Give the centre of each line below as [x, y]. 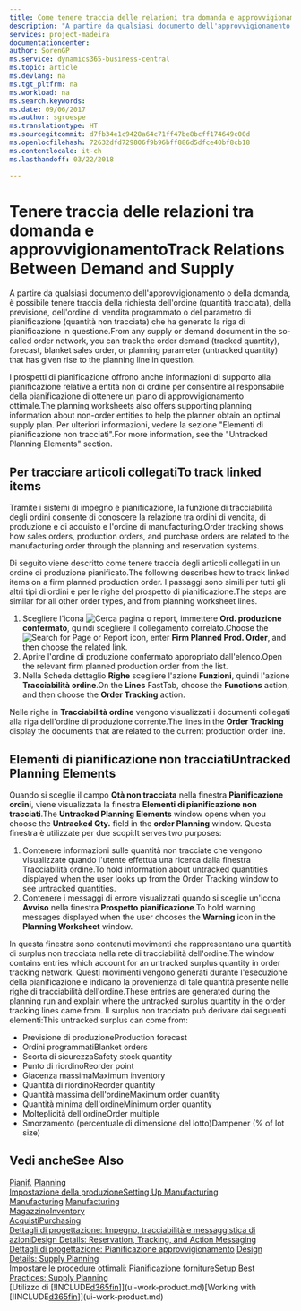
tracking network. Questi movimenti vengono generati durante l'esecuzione [149, 972]
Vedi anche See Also [66, 1161]
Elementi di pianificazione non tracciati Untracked [150, 759]
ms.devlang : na [38, 76]
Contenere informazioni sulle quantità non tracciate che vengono [142, 850]
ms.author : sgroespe [48, 117]
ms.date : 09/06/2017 [48, 109]
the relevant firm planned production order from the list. [125, 666]
